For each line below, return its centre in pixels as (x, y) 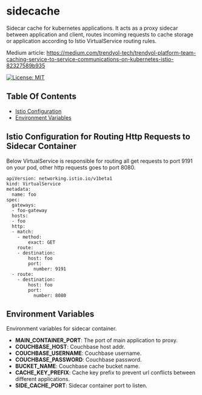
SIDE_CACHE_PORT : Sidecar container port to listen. (81, 386)
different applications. (42, 379)
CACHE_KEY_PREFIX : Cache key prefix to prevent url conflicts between (105, 373)
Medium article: (26, 52)
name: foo (24, 194)
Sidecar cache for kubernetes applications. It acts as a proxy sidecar (92, 28)
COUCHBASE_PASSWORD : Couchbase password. (78, 360)
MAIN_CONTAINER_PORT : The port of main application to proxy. (96, 340)
